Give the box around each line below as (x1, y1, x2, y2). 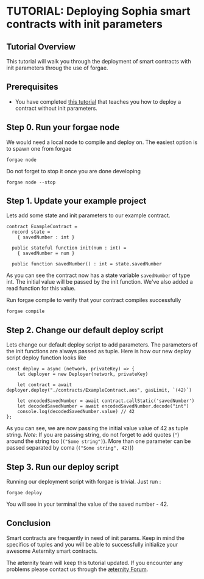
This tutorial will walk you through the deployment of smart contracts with (6, 58, 191, 65)
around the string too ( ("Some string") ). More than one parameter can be (6, 437, 191, 445)
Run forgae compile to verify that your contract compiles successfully (6, 297, 181, 304)
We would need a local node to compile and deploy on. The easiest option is (6, 138, 198, 146)
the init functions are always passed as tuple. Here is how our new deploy (6, 348, 192, 355)
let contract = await (17, 382, 72, 388)
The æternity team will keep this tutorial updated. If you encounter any (6, 559, 183, 566)
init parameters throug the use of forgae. (6, 64, 108, 71)
